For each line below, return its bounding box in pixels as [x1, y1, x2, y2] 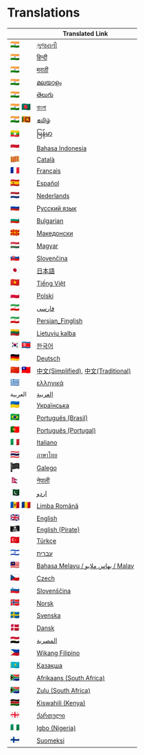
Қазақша [36, 661, 63, 670]
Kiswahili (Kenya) [36, 699, 86, 707]
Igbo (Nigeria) [36, 724, 77, 732]
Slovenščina [36, 587, 71, 595]
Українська [36, 401, 70, 409]
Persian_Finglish [36, 316, 83, 325]
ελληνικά [36, 379, 64, 387]
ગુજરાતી [36, 41, 58, 49]
